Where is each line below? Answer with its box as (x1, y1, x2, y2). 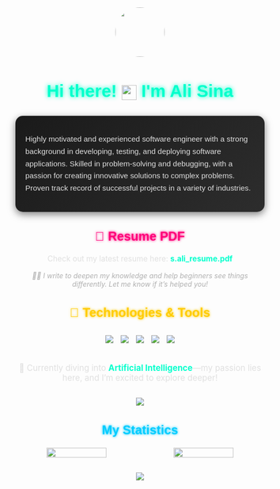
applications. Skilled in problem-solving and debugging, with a (25, 159, 233, 168)
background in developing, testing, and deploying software (25, 147, 222, 156)
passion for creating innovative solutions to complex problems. (25, 171, 235, 181)
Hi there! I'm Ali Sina (46, 81, 234, 101)
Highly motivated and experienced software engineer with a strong (25, 134, 248, 144)
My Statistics (101, 422, 179, 437)
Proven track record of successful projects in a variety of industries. (25, 183, 251, 193)
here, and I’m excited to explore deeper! (62, 372, 218, 383)
